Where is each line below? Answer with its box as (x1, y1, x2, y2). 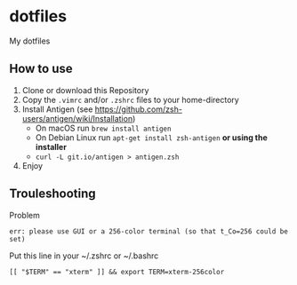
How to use (9, 61, 73, 76)
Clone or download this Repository (21, 84, 149, 95)
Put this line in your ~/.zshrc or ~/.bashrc (9, 250, 159, 261)
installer (35, 141, 67, 152)
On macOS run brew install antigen (35, 123, 172, 133)
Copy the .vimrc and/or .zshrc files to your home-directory (21, 94, 240, 105)
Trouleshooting (9, 186, 96, 202)
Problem (9, 210, 40, 220)
